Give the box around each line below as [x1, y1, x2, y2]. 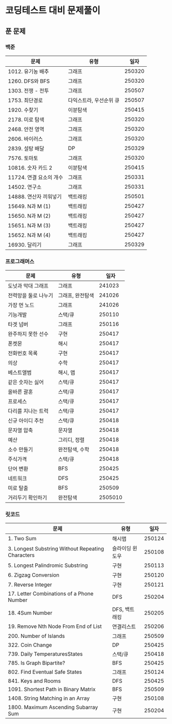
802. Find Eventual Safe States [8, 669, 82, 676]
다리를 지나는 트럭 [8, 408, 49, 415]
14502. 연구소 [8, 183, 42, 190]
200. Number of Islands [8, 633, 65, 640]
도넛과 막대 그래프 [8, 282, 49, 290]
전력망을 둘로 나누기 [8, 292, 54, 299]
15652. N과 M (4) [8, 232, 51, 239]
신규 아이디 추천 [8, 417, 44, 424]
